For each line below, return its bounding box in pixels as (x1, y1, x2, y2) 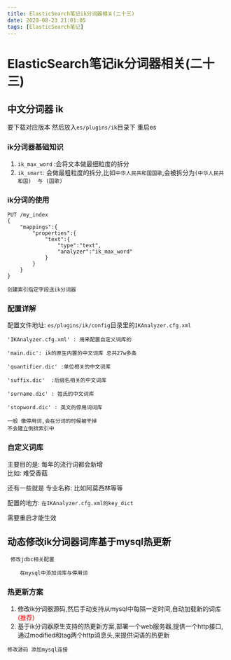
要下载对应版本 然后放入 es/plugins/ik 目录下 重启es (7, 123, 157, 132)
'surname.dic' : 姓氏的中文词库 (7, 390, 94, 398)
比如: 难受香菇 (7, 469, 48, 477)
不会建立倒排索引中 (7, 425, 55, 432)
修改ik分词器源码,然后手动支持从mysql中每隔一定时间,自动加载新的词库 (17, 604, 222, 613)
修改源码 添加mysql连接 (7, 646, 69, 653)
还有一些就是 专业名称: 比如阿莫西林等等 (7, 483, 123, 492)
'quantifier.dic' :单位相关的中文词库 (7, 364, 111, 371)
